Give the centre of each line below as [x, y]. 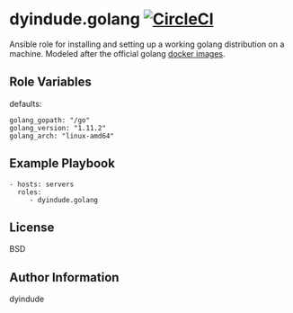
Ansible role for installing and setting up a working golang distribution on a [147, 44]
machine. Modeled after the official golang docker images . [117, 53]
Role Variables [50, 82]
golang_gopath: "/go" [50, 120]
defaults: [26, 103]
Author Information [64, 277]
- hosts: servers [42, 184]
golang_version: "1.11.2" [58, 128]
